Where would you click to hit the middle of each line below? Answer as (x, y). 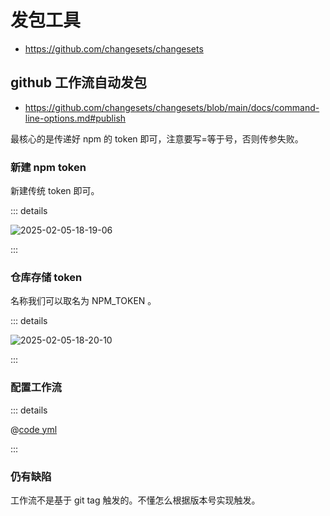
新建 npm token (48, 167)
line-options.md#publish (75, 118)
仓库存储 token (46, 277)
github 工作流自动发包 (79, 82)
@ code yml (34, 429)
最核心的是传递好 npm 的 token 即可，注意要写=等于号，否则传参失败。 (157, 138)
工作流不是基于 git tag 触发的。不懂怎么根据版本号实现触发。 (135, 500)
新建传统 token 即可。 (55, 191)
